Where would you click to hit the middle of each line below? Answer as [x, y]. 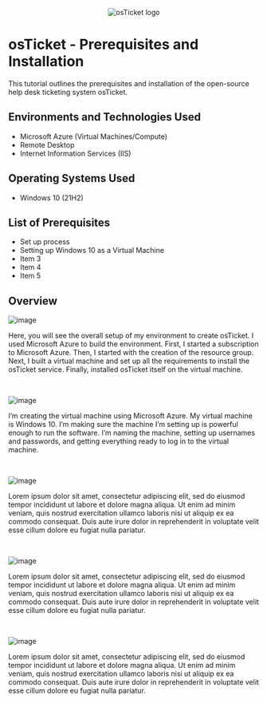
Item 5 [30, 276]
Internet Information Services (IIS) [75, 153]
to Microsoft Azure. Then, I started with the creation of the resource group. [131, 353]
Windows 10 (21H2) [51, 197]
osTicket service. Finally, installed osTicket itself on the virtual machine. [126, 369]
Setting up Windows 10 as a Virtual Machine [92, 251]
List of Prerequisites [59, 222]
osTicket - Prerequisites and [104, 45]
